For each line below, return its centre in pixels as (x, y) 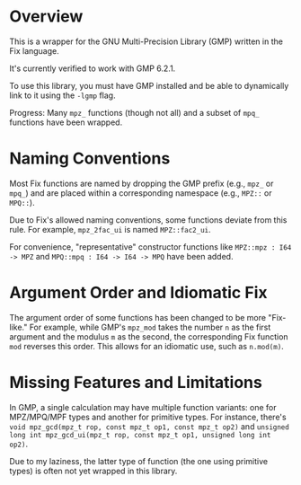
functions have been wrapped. (66, 122)
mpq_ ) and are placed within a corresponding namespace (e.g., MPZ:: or (141, 193)
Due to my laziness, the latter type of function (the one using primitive (138, 461)
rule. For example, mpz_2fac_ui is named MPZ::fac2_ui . (110, 229)
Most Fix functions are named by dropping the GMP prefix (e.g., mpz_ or (142, 183)
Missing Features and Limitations (136, 383)
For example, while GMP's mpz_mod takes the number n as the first (150, 327)
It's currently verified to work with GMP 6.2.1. (93, 68)
